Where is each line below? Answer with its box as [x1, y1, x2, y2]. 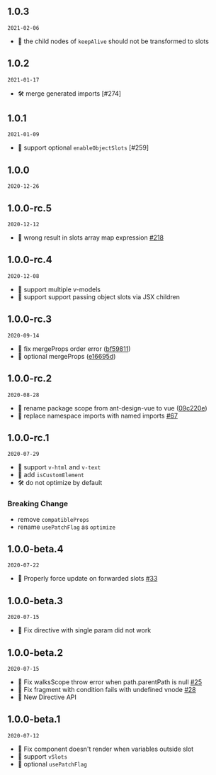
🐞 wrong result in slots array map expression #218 [17, 233, 164, 242]
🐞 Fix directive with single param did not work [17, 626, 152, 635]
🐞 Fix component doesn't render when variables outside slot [17, 745, 194, 753]
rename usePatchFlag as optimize [17, 523, 115, 531]
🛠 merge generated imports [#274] [17, 89, 122, 98]
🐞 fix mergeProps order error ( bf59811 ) [17, 344, 131, 353]
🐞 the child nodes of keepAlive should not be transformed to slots [17, 37, 209, 45]
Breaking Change [7, 499, 69, 509]
